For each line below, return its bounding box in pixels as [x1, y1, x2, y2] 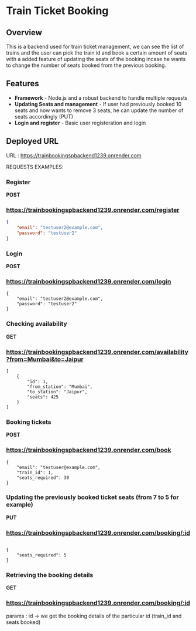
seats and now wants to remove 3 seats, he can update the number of [14, 107, 184, 114]
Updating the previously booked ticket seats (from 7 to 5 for [6, 493, 180, 501]
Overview [6, 28, 43, 38]
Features [6, 79, 39, 89]
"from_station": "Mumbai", [27, 383, 93, 390]
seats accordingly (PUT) [14, 113, 74, 120]
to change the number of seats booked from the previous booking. [6, 62, 167, 69]
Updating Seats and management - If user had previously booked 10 [14, 100, 182, 107]
